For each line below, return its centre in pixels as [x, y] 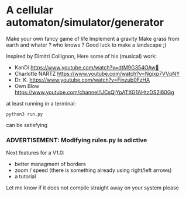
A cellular [30, 10]
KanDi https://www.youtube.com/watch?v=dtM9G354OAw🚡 [87, 67]
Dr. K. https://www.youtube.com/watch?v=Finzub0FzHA [82, 80]
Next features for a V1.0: [35, 153]
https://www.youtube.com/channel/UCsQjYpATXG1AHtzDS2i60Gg [94, 92]
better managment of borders [50, 164]
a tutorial [25, 177]
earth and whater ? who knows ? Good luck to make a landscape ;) [86, 45]
